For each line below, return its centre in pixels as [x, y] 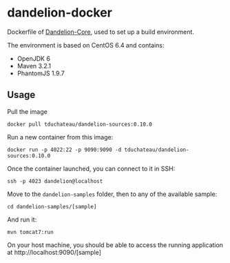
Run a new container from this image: [60, 137]
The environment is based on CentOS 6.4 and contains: [86, 45]
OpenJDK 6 [33, 58]
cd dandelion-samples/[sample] [52, 206]
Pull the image [28, 111]
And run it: [22, 220]
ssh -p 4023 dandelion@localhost [55, 181]
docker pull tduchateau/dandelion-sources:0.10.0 [80, 124]
